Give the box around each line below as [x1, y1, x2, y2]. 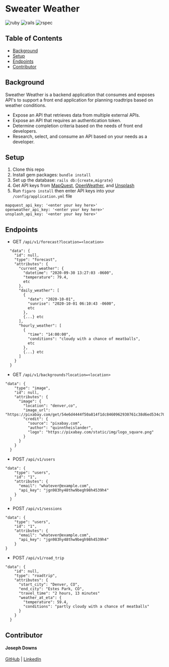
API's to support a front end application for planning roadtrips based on [5, 97, 153, 103]
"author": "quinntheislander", [27, 425, 94, 430]
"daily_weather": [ [18, 288, 59, 293]
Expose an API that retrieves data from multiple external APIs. [12, 112, 140, 118]
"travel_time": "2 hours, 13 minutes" [18, 591, 100, 596]
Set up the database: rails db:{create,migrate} [12, 177, 114, 183]
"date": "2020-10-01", [27, 297, 75, 302]
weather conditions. [5, 102, 47, 108]
